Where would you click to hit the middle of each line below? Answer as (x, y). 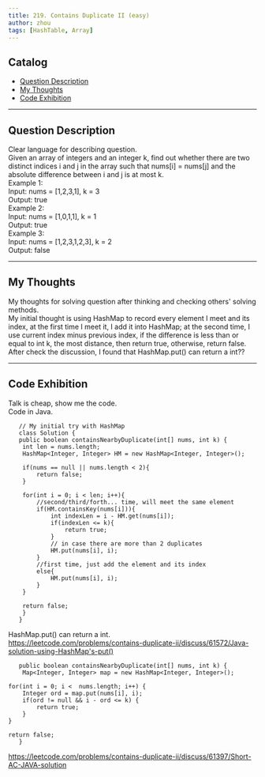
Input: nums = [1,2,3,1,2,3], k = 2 (60, 241)
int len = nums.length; (62, 447)
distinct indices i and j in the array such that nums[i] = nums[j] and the (122, 166)
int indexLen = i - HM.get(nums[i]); (112, 516)
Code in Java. (31, 411)
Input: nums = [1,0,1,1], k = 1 (52, 217)
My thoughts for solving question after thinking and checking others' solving (132, 301)
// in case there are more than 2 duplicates (126, 543)
